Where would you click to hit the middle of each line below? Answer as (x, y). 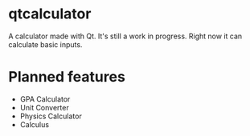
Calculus (35, 124)
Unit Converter (45, 107)
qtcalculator (50, 14)
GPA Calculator (45, 99)
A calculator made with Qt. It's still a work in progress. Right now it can (125, 36)
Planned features (67, 77)
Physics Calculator (51, 116)
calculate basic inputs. (45, 44)
